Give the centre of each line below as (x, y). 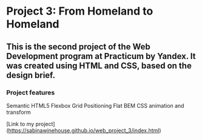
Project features (31, 93)
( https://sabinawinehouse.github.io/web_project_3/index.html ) (84, 130)
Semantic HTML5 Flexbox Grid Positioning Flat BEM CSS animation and (95, 105)
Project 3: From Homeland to (80, 11)
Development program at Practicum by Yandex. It (101, 56)
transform (19, 112)
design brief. (31, 75)
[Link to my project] (31, 124)
